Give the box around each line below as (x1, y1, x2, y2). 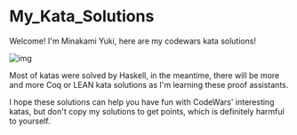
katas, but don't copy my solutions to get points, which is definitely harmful (9, 106, 285, 116)
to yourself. (9, 115, 51, 126)
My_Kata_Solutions (9, 6, 155, 27)
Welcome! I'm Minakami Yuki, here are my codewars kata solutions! (9, 36, 256, 46)
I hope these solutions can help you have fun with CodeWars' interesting (9, 96, 275, 107)
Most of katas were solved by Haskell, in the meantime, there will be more (9, 69, 280, 81)
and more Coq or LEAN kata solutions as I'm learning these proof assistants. (9, 79, 289, 90)
